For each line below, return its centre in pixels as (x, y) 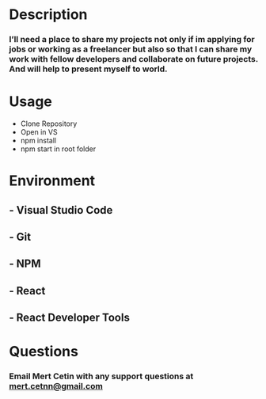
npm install (38, 141)
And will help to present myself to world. (89, 69)
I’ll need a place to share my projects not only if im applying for (132, 40)
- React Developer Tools (69, 318)
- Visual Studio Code (61, 210)
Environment (52, 181)
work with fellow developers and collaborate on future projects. (133, 59)
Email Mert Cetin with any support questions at (101, 376)
